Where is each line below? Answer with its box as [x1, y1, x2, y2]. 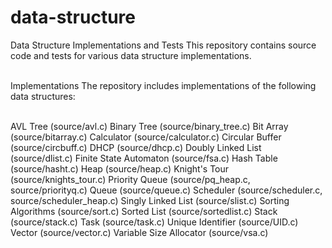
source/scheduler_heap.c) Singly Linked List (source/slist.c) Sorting [10, 194, 290, 206]
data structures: [10, 90, 76, 102]
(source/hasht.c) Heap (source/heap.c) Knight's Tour [10, 162, 230, 175]
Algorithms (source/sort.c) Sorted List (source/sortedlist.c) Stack [10, 205, 278, 217]
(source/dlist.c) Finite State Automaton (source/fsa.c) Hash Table [10, 152, 278, 164]
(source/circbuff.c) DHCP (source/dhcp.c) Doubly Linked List [10, 141, 262, 153]
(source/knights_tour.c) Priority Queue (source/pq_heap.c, [10, 173, 251, 185]
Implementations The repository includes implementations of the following [10, 79, 317, 91]
